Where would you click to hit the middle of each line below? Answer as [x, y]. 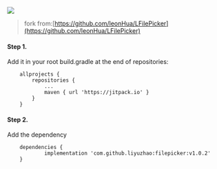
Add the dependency [37, 135]
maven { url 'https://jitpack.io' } [96, 93]
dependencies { [41, 148]
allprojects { [40, 75]
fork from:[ [39, 23]
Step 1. [17, 46]
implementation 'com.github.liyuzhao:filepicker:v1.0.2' [127, 154]
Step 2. [18, 120]
